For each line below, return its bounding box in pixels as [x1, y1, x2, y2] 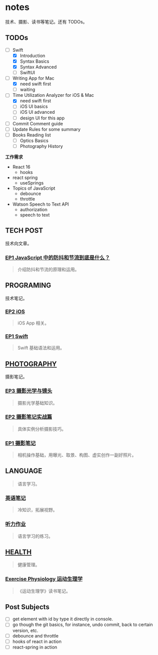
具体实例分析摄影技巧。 [17, 426, 66, 432]
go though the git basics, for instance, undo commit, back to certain [12, 621, 153, 628]
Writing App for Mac [12, 75, 55, 81]
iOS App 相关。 [17, 320, 49, 326]
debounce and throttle [12, 632, 59, 638]
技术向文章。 [5, 240, 32, 246]
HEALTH [5, 548, 32, 556]
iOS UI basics [20, 103, 48, 109]
